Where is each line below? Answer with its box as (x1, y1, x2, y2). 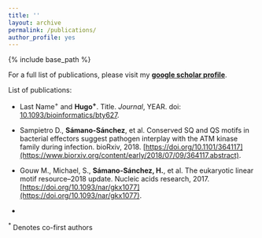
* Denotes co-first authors (8, 221, 93, 232)
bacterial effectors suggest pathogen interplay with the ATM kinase (19, 134, 238, 143)
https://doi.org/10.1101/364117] (145, 142, 243, 152)
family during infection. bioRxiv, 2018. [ (19, 142, 146, 152)
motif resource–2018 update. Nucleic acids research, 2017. (19, 174, 210, 183)
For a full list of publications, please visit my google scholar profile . (8, 70, 227, 79)
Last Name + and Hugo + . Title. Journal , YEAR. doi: (19, 101, 182, 111)
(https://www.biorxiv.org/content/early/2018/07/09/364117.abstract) (19, 150, 240, 159)
